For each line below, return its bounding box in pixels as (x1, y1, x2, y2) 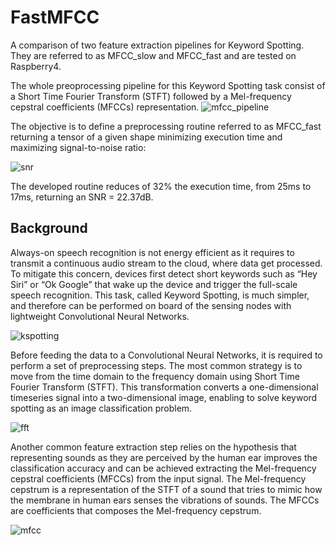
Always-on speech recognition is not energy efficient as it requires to (10, 246, 295, 258)
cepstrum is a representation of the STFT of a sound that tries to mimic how (10, 483, 323, 495)
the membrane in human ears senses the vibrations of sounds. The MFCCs (10, 494, 320, 506)
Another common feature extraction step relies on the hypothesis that (10, 441, 297, 453)
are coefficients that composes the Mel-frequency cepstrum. (10, 504, 262, 516)
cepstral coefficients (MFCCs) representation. (10, 101, 200, 113)
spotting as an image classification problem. (10, 402, 193, 414)
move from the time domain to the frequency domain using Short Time (10, 370, 300, 382)
